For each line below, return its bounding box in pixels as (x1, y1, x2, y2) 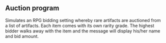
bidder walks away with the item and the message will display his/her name (5, 27, 160, 34)
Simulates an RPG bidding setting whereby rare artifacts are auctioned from (5, 17, 161, 23)
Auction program (5, 4, 59, 12)
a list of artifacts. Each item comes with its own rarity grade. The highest (5, 22, 154, 28)
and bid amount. (5, 33, 39, 39)
